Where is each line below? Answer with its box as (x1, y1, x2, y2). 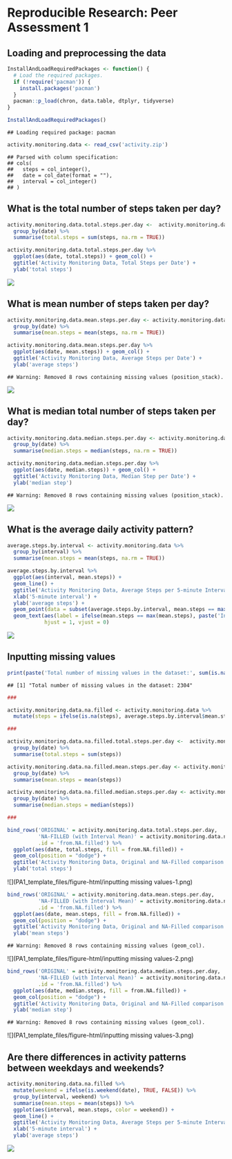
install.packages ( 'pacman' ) (19, 85, 100, 91)
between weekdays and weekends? (7, 1062, 164, 1074)
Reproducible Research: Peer (7, 5, 178, 21)
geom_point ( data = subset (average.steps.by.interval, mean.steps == (13, 606, 215, 613)
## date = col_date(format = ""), (7, 172, 113, 179)
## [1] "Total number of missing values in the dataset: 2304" (7, 682, 193, 689)
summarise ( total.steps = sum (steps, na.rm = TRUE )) (13, 234, 166, 241)
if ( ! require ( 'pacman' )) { (13, 78, 91, 85)
